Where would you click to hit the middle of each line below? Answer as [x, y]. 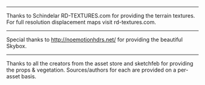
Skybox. [16, 46]
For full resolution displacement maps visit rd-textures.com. [81, 22]
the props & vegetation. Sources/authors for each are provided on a [92, 70]
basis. [29, 76]
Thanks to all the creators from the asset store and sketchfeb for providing [100, 63]
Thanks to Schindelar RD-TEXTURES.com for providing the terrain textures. [101, 15]
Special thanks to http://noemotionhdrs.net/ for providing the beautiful [95, 39]
